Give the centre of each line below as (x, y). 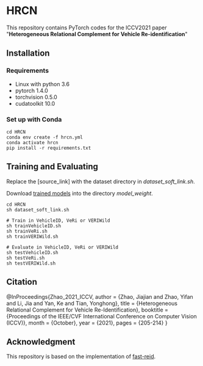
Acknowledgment (41, 342)
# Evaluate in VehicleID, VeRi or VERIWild (62, 247)
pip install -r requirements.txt (49, 148)
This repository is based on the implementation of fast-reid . (81, 357)
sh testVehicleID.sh (33, 252)
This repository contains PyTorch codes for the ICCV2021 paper (87, 27)
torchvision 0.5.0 (36, 97)
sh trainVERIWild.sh (33, 236)
